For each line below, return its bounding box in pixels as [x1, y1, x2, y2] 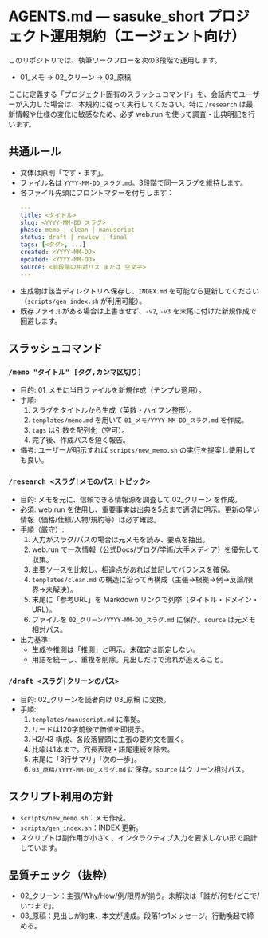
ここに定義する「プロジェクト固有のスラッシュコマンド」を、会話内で [8, 89, 239, 98]
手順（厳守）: [19, 525, 65, 534]
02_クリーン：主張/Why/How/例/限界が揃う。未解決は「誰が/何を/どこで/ [19, 891, 260, 900]
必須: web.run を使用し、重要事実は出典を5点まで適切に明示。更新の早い [19, 505, 260, 514]
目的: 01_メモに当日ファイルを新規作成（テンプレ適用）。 [19, 385, 206, 395]
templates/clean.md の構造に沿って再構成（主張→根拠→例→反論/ [31, 575, 246, 585]
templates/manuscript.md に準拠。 [31, 714, 145, 724]
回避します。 [19, 316, 62, 325]
